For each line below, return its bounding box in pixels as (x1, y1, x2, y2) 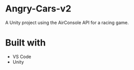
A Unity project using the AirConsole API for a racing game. (5, 19, 129, 25)
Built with (5, 37, 46, 48)
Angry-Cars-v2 (5, 3, 72, 14)
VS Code (12, 53, 31, 59)
